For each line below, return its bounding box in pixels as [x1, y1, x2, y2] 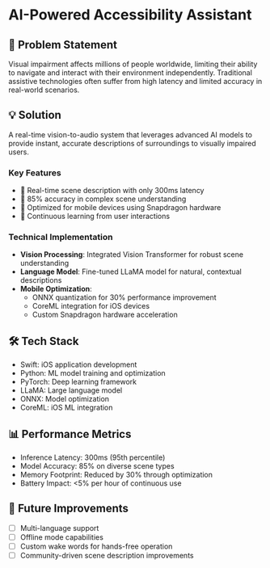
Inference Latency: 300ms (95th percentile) [19, 452, 166, 462]
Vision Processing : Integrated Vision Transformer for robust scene [19, 250, 244, 259]
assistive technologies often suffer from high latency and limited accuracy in [8, 77, 263, 86]
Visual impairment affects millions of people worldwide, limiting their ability [8, 59, 258, 69]
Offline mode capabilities [19, 532, 103, 542]
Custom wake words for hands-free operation [19, 541, 173, 551]
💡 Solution [8, 108, 62, 122]
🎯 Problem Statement [8, 38, 118, 52]
